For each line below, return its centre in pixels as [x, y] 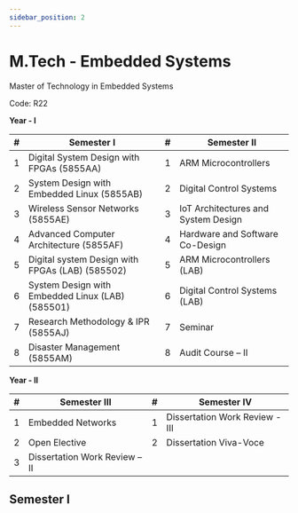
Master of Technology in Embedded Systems [91, 86]
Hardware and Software [229, 233]
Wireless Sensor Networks [83, 208]
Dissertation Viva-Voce [215, 442]
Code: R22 [29, 103]
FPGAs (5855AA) [65, 168]
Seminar [196, 327]
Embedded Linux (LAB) [77, 296]
